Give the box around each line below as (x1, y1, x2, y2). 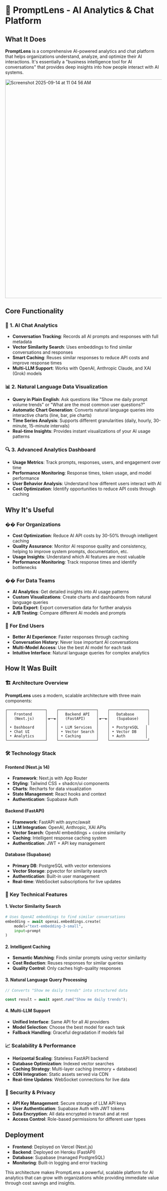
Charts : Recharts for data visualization (12, 786, 92, 792)
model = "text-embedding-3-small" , (14, 924, 83, 929)
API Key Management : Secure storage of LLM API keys (12, 1100, 127, 1106)
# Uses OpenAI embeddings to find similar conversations (5, 914, 126, 919)
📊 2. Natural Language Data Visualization (5, 383, 108, 390)
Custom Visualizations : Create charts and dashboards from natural (12, 594, 152, 600)
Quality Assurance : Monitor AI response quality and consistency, (12, 543, 147, 549)
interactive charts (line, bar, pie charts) (12, 412, 92, 418)
